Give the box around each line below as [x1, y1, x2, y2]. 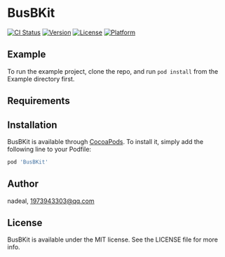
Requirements [7, 95, 70, 107]
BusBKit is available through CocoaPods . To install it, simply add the [7, 137, 204, 145]
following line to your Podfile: [7, 145, 92, 153]
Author [7, 178, 39, 190]
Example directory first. [7, 74, 75, 83]
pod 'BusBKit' [7, 158, 49, 166]
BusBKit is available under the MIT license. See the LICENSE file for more [7, 235, 219, 244]
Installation [7, 119, 57, 131]
